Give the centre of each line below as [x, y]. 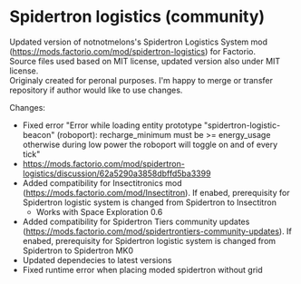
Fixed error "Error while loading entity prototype [112, 125]
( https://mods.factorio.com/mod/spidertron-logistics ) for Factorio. [133, 51]
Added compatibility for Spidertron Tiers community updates [136, 221]
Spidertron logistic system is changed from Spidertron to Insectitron [149, 202]
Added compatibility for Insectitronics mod [102, 182]
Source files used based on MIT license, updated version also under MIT [145, 61]
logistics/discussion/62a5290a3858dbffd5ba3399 [117, 173]
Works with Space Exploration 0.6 [99, 211]
